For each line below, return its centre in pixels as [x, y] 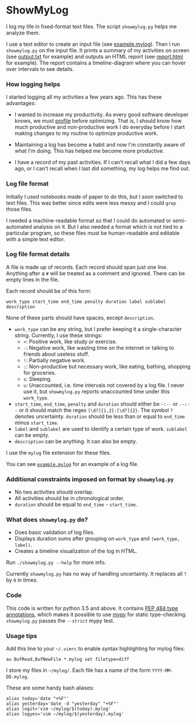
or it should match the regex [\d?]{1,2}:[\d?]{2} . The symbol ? [96, 410]
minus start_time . [36, 423]
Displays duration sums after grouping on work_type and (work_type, [97, 539]
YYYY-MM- [163, 671]
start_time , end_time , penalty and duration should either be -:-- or [96, 404]
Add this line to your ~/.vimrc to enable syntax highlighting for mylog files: [96, 648]
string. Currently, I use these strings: [59, 335]
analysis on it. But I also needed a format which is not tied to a [108, 227]
